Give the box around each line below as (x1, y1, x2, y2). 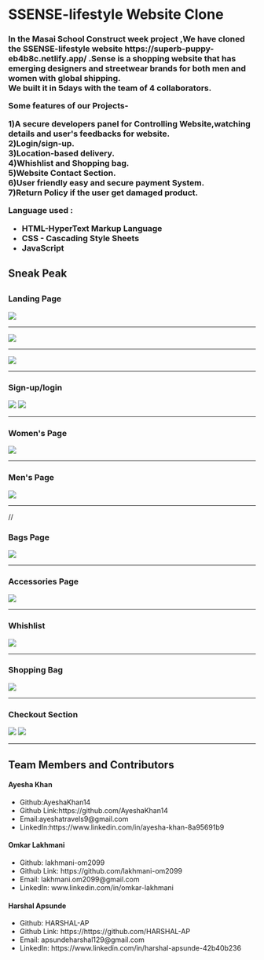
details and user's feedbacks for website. (8, 128, 170, 139)
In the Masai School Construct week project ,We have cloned (8, 34, 245, 45)
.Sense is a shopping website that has (88, 53, 236, 64)
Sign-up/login (8, 382, 63, 393)
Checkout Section (8, 709, 79, 720)
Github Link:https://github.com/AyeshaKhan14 (19, 805, 169, 815)
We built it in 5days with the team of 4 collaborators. (8, 82, 212, 93)
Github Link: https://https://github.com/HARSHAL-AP (19, 927, 191, 936)
